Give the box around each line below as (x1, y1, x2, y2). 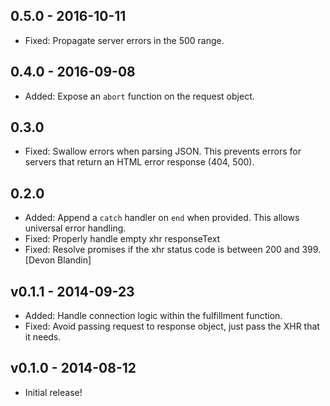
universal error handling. (24, 222, 127, 234)
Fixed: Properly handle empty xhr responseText (24, 233, 221, 245)
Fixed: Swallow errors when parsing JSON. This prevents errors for (24, 145, 302, 158)
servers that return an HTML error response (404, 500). (24, 156, 255, 168)
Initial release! (24, 386, 83, 398)
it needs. (24, 331, 62, 343)
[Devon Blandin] (24, 254, 92, 266)
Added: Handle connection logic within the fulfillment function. (24, 310, 283, 322)
